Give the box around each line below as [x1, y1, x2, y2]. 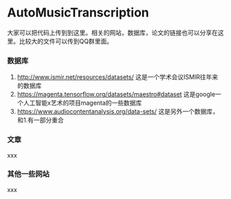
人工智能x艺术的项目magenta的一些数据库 [23, 98, 142, 107]
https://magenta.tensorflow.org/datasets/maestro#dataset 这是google [16, 90, 215, 98]
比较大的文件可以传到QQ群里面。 [19, 36, 113, 45]
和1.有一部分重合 [16, 116, 64, 125]
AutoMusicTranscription [7, 5, 149, 21]
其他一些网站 [7, 169, 50, 179]
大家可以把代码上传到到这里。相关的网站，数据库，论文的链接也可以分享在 [7, 28, 218, 36]
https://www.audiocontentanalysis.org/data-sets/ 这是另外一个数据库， [16, 107, 219, 116]
